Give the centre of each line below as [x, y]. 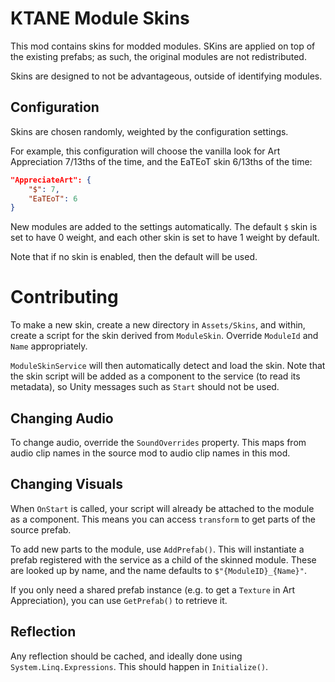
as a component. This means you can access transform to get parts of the [163, 519]
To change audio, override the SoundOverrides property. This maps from [158, 442]
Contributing [64, 297]
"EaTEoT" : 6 [53, 198]
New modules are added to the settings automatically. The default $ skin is [164, 227]
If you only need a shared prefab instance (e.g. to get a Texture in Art [153, 589]
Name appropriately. [49, 346]
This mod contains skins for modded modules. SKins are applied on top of [163, 46]
